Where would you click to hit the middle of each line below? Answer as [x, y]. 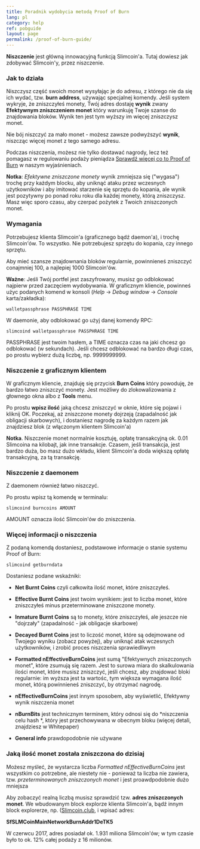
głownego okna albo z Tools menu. [49, 396]
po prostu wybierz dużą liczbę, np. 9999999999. [67, 355]
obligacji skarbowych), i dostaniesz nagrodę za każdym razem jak [87, 420]
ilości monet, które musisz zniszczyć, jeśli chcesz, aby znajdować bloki [102, 672]
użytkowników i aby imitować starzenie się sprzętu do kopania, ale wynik [96, 189]
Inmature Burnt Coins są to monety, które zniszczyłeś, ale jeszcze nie [101, 617]
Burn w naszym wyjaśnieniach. [44, 165]
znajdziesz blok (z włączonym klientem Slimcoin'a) [69, 426]
